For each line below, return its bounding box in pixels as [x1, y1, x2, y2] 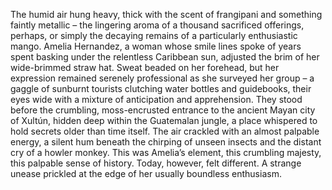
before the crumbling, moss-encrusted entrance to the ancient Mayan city [10, 104, 316, 116]
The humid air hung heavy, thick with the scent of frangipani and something [10, 9, 323, 20]
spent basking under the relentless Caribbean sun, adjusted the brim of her [10, 51, 320, 63]
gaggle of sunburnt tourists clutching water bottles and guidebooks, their [10, 83, 312, 94]
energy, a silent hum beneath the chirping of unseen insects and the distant [10, 136, 322, 148]
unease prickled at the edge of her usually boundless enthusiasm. [10, 168, 282, 179]
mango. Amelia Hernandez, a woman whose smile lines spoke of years [10, 40, 302, 52]
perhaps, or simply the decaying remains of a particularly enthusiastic [10, 30, 298, 41]
